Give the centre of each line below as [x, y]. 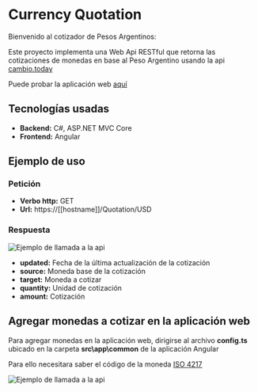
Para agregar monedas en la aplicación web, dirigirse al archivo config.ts [128, 340]
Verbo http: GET [47, 201]
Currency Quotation [75, 15]
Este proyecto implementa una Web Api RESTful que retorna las [112, 51]
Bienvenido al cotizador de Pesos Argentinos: [82, 36]
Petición [25, 184]
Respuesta [29, 230]
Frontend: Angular [50, 136]
